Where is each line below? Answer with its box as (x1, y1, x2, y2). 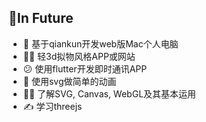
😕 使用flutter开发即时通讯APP (22, 62, 148, 75)
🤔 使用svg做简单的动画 (22, 75, 117, 87)
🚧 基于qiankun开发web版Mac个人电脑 (22, 37, 179, 50)
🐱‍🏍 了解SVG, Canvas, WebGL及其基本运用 (22, 87, 197, 100)
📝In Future (8, 10, 74, 27)
